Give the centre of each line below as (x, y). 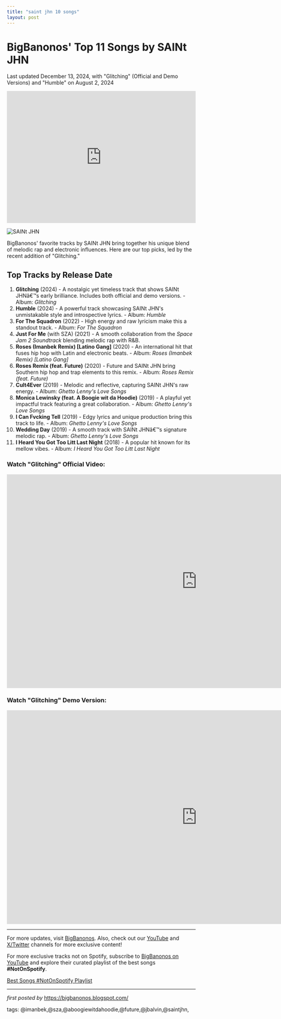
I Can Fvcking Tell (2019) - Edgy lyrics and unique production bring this (104, 417)
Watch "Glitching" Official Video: (56, 464)
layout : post (23, 17)
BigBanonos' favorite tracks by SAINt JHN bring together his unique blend (98, 243)
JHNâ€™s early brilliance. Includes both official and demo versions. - (100, 296)
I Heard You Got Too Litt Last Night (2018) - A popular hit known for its (103, 442)
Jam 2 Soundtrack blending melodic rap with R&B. (78, 340)
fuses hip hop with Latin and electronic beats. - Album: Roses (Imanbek (104, 353)
